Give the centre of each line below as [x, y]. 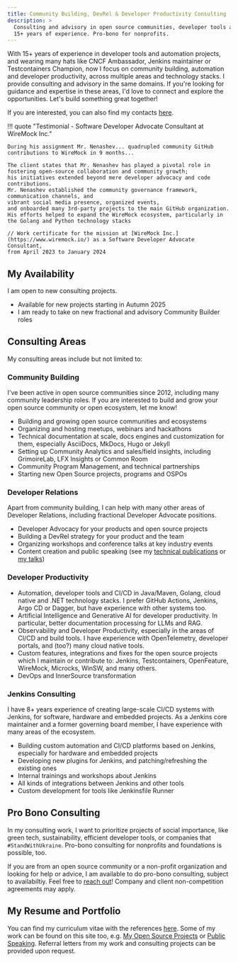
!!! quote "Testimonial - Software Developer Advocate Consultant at [106, 126]
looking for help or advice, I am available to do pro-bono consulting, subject [118, 874]
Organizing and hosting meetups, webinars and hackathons [104, 429]
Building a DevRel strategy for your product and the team [101, 537]
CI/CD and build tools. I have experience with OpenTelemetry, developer [123, 638]
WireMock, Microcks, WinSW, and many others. [87, 668]
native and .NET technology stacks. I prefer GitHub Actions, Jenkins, [118, 600]
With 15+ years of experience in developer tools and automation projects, [114, 54]
